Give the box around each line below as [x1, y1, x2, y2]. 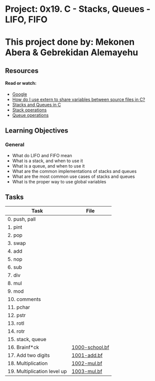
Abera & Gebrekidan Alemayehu [5, 47, 138, 58]
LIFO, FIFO [5, 14, 48, 25]
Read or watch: [5, 80, 37, 86]
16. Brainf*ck [7, 344, 39, 351]
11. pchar [7, 304, 30, 311]
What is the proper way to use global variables [12, 178, 106, 184]
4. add [7, 248, 23, 255]
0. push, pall [7, 216, 36, 223]
